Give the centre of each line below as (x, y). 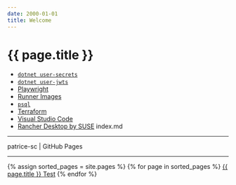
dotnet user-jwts (43, 82)
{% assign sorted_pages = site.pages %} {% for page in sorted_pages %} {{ (118, 167)
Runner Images (39, 97)
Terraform (32, 111)
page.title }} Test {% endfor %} (52, 174)
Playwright (33, 89)
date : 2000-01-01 (33, 14)
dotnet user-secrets (47, 75)
